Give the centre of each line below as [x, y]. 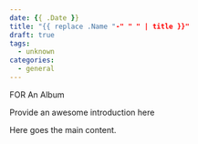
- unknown [36, 52]
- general [36, 69]
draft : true [32, 35]
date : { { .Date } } [44, 18]
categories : [32, 60]
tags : [20, 43]
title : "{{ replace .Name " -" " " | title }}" [99, 26]
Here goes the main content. [63, 129]
